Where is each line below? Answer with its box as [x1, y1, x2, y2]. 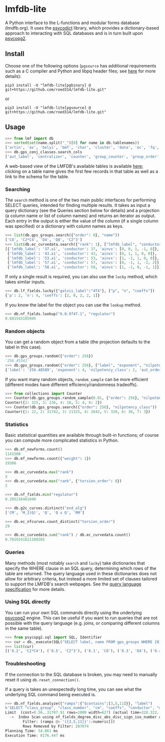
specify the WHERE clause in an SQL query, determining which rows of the [5, 565, 157, 571]
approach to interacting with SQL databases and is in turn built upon [5, 30, 143, 36]
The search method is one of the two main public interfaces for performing [5, 197, 156, 203]
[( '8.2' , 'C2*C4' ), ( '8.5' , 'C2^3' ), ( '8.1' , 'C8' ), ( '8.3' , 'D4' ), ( [5, 648, 153, 653]
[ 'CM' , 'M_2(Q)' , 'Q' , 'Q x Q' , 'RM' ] [5, 510, 84, 515]
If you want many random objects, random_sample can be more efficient [5, 376, 148, 382]
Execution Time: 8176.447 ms [5, 733, 65, 738]
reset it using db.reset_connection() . [5, 677, 80, 682]
